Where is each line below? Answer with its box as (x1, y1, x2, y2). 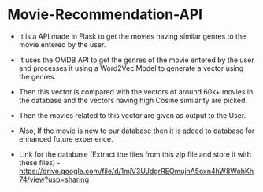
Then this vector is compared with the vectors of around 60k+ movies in (18, 87, 254, 96)
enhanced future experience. (18, 134, 113, 143)
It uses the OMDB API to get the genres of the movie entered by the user (18, 55, 254, 65)
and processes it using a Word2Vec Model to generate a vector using (18, 63, 244, 72)
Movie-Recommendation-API (7, 6, 202, 24)
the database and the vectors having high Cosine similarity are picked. (18, 95, 248, 105)
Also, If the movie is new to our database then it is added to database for (18, 126, 255, 135)
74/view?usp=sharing (18, 175, 90, 184)
